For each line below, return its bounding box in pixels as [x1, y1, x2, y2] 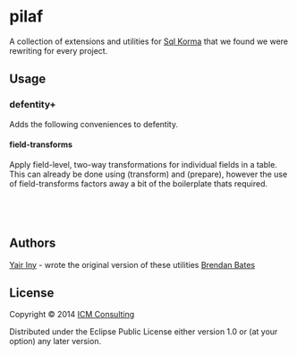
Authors [9, 236, 56, 251]
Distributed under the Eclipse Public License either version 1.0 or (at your [9, 326, 278, 337]
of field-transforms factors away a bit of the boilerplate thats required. [9, 177, 268, 189]
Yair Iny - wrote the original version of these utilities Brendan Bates [9, 259, 256, 270]
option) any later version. [9, 336, 101, 347]
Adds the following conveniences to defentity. [9, 118, 179, 129]
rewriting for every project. [9, 45, 108, 56]
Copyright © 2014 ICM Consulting [9, 309, 135, 320]
